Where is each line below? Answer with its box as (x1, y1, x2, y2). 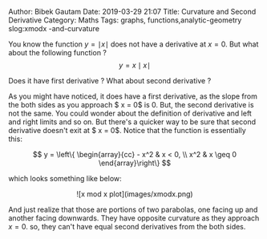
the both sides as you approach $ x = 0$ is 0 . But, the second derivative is (8, 100, 254, 109)
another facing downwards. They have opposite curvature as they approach (8, 213, 260, 223)
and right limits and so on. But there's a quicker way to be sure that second (8, 117, 257, 127)
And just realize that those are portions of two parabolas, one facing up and (8, 205, 258, 214)
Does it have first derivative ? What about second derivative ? (8, 76, 212, 85)
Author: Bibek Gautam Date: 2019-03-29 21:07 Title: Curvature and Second (8, 7, 257, 16)
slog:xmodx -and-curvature (8, 24, 100, 33)
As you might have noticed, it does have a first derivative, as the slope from (8, 91, 258, 101)
